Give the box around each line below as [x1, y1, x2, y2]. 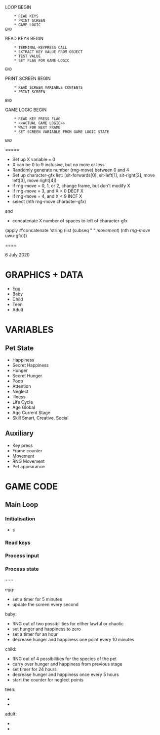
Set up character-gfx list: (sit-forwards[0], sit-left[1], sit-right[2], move [12, 172, 155, 178]
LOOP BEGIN [5, 4, 32, 10]
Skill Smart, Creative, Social [12, 415, 69, 421]
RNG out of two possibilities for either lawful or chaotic [12, 620, 124, 626]
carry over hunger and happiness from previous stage [12, 661, 122, 667]
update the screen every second [12, 601, 79, 607]
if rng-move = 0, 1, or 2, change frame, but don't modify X [12, 183, 130, 188]
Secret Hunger [12, 372, 42, 378]
